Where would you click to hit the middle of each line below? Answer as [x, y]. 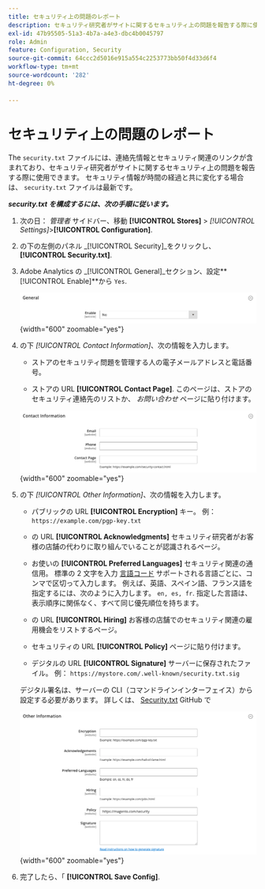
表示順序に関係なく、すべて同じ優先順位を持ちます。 [117, 603]
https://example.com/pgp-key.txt [86, 521]
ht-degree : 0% [32, 83]
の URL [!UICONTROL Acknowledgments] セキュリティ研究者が [136, 536]
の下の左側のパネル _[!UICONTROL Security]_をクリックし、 [117, 246]
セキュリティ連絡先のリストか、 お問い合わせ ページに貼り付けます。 [143, 399]
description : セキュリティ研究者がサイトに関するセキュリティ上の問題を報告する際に [131, 25]
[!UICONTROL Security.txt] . [66, 255]
